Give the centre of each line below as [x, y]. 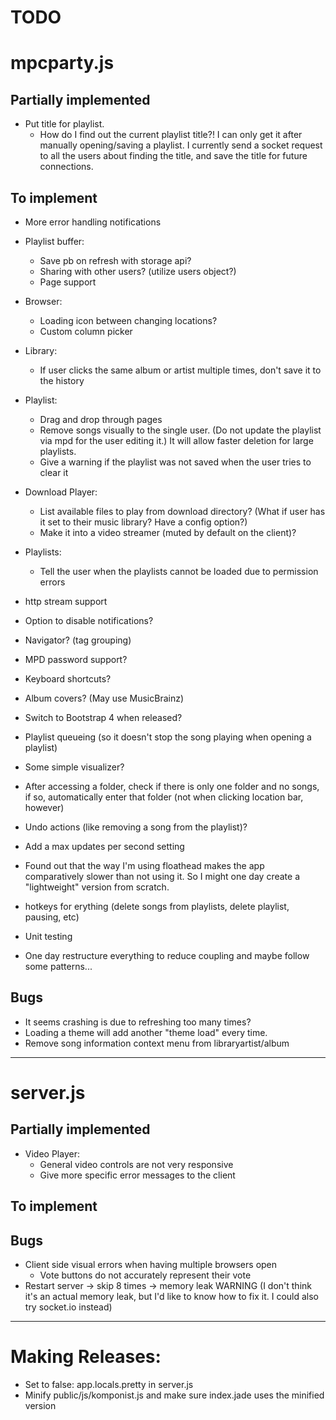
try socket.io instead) [68, 1307]
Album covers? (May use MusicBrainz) [104, 698]
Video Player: [52, 1153]
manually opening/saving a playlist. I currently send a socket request [181, 145]
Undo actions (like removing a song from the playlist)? [136, 827]
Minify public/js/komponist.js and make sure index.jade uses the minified [174, 1395]
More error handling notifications [93, 222]
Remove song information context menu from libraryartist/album [157, 1043]
